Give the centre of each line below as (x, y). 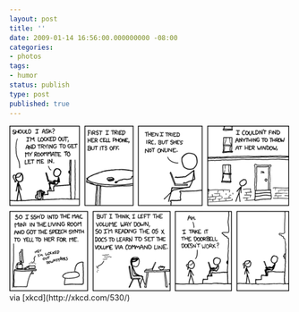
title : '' (28, 28)
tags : (19, 66)
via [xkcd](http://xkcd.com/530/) (70, 297)
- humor (24, 76)
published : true (39, 104)
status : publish (39, 85)
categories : (31, 47)
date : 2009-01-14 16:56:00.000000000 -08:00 (94, 38)
